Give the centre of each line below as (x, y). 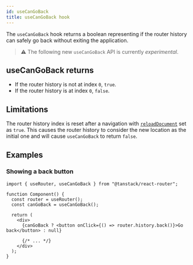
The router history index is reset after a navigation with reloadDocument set (97, 124)
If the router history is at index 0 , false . (62, 91)
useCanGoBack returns (50, 70)
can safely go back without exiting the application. (67, 40)
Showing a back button (40, 172)
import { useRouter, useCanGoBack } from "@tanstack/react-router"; (92, 184)
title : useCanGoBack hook (38, 17)
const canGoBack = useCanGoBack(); (55, 205)
